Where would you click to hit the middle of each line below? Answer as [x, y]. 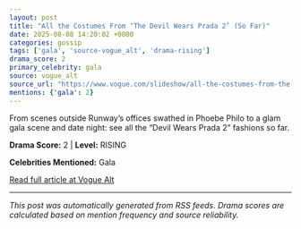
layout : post [34, 17]
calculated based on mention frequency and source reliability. [124, 215]
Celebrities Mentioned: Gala [63, 162]
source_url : [31, 84]
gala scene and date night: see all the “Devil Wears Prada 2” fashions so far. [149, 127]
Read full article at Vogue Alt [62, 179]
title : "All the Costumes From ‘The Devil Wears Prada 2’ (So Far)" [140, 26]
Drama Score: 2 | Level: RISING [68, 145]
